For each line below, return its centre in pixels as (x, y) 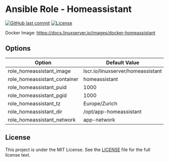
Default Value (122, 62)
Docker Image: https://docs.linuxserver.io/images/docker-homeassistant (80, 32)
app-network (99, 119)
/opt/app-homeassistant (112, 111)
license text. (18, 155)
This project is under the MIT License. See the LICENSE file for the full (78, 149)
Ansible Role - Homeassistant (68, 9)
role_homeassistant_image (39, 71)
